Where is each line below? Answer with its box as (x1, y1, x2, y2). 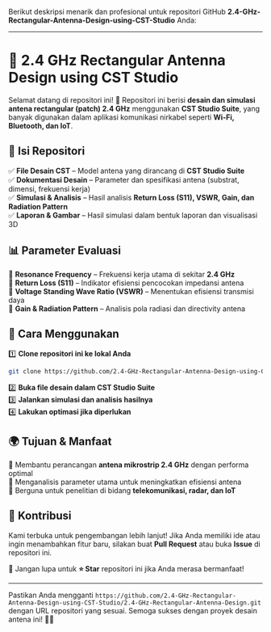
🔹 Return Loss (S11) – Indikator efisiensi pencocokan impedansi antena (8, 278, 244, 288)
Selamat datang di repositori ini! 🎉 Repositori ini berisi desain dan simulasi (8, 95, 256, 104)
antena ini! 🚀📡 (8, 614, 55, 624)
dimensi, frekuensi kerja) (8, 183, 91, 193)
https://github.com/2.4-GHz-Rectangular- (95, 592, 236, 600)
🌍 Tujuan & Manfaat (8, 434, 112, 448)
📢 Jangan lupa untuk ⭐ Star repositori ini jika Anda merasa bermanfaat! (8, 563, 244, 573)
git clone (8, 368, 42, 376)
